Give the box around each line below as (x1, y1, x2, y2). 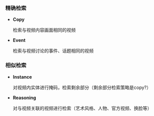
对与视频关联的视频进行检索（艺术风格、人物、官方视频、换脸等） (12, 105, 152, 111)
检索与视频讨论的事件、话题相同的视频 (12, 48, 94, 54)
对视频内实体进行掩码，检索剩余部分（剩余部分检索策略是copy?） (12, 84, 151, 90)
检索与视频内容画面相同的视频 (12, 27, 76, 33)
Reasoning (12, 95, 36, 101)
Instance (12, 74, 32, 80)
